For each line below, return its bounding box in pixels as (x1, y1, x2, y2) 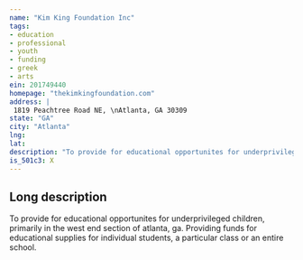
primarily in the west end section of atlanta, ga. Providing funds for (9, 223, 258, 234)
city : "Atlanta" (9, 123, 70, 132)
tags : (9, 22, 30, 31)
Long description (9, 189, 107, 204)
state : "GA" (9, 114, 54, 123)
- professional (9, 38, 67, 48)
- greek (9, 64, 39, 73)
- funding (9, 55, 47, 64)
